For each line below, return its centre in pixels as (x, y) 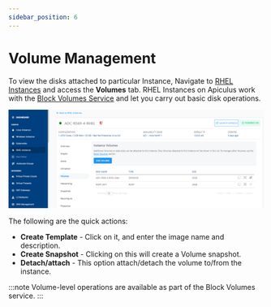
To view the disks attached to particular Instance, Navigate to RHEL (121, 80)
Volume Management (82, 58)
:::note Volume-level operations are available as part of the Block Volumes (132, 288)
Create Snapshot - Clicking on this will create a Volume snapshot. (131, 254)
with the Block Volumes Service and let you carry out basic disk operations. (135, 98)
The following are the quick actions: (68, 221)
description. (40, 246)
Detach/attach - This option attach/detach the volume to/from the (131, 263)
